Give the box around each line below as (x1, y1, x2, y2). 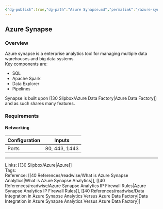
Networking (5, 124, 30, 130)
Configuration (7, 137, 41, 144)
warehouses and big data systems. (5, 56, 75, 62)
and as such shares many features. (5, 101, 75, 106)
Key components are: (5, 61, 48, 67)
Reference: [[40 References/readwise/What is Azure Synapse (5, 173, 129, 178)
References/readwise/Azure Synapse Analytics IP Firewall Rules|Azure (5, 183, 147, 189)
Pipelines (12, 86, 31, 92)
